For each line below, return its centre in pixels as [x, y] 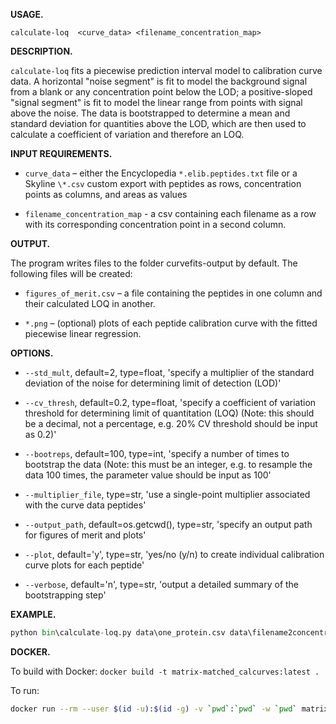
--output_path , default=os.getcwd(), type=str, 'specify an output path [168, 524]
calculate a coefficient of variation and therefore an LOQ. [127, 134]
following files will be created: [71, 273]
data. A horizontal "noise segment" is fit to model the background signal [159, 81]
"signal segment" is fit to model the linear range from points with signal [156, 102]
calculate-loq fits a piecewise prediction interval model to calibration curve [166, 70]
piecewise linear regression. [83, 333]
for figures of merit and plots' [85, 535]
